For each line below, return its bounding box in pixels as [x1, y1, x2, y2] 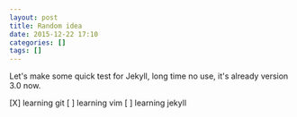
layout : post [9, 13, 58, 22]
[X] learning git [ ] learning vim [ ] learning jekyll [9, 97, 187, 108]
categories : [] [9, 38, 67, 47]
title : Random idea [9, 21, 83, 30]
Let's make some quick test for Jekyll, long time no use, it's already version [9, 71, 289, 81]
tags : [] [9, 46, 42, 55]
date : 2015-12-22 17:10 [9, 29, 99, 38]
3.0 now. [9, 80, 41, 91]
